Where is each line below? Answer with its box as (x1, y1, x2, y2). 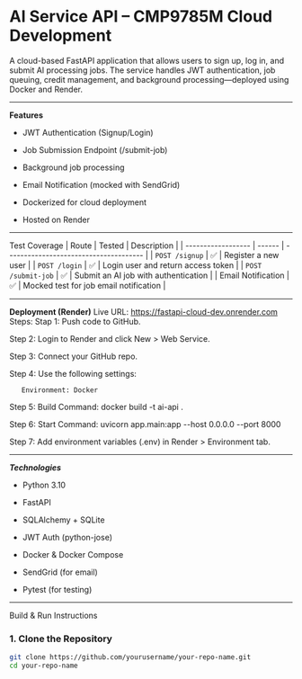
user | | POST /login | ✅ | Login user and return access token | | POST (9, 259, 262, 271)
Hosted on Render (22, 214, 90, 225)
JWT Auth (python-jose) (22, 532, 113, 542)
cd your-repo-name (9, 661, 78, 671)
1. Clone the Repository (9, 632, 112, 645)
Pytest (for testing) (22, 584, 93, 594)
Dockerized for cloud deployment (22, 196, 147, 208)
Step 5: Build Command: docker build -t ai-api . (9, 401, 184, 412)
